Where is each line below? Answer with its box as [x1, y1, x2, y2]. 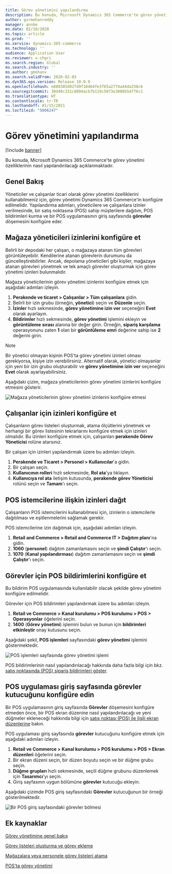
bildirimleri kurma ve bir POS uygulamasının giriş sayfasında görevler [5, 213, 152, 219]
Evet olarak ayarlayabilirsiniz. [5, 369, 68, 375]
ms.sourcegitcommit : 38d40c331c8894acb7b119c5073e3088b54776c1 [5, 88, 143, 94]
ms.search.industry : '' [5, 65, 56, 70]
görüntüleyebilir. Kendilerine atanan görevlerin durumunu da [5, 252, 132, 259]
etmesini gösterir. [5, 384, 42, 390]
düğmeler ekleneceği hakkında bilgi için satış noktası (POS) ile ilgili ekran [5, 715, 159, 721]
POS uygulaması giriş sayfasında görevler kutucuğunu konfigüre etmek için [5, 731, 165, 737]
